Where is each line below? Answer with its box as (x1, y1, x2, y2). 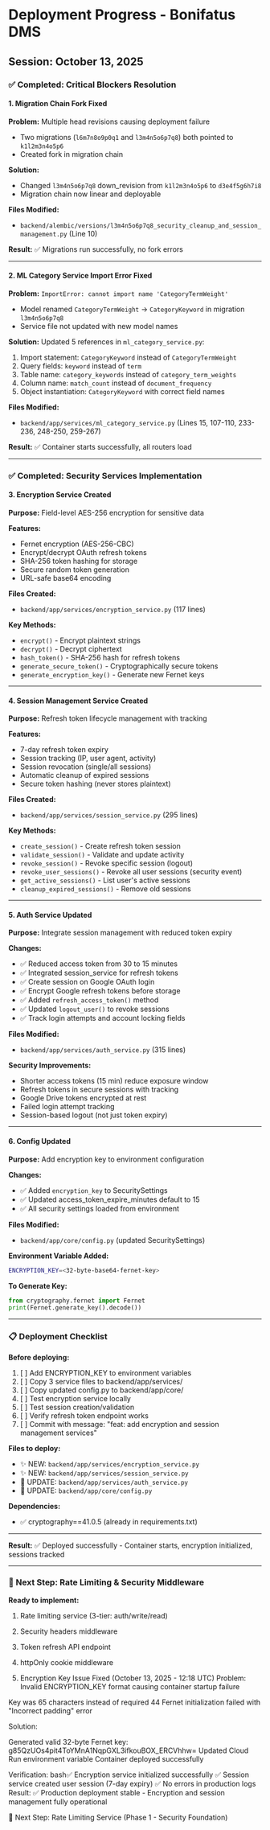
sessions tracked (8, 1549, 65, 1559)
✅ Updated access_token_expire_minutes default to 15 (19, 1195, 200, 1204)
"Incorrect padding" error (8, 1705, 92, 1715)
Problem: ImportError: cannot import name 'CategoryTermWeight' (8, 288, 229, 298)
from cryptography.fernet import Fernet (8, 1297, 146, 1305)
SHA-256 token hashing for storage (19, 557, 138, 566)
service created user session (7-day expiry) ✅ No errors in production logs (8, 1779, 256, 1788)
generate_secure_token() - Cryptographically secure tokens (19, 661, 219, 671)
